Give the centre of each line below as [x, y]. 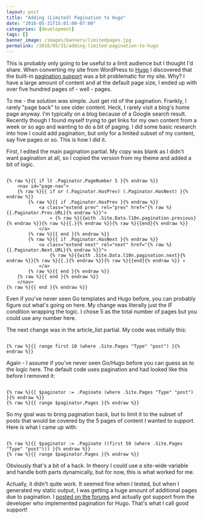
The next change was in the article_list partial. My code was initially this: [96, 330]
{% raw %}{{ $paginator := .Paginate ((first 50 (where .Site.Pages [95, 444]
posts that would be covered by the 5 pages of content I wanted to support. [101, 420]
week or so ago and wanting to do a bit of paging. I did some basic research [101, 127]
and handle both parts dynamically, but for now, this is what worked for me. [100, 472]
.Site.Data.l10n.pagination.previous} [148, 218]
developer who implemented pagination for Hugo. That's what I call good [98, 503]
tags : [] [17, 35]
